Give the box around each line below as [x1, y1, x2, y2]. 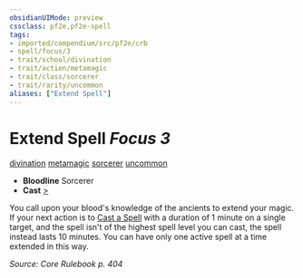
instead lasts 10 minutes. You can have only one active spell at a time [9, 232, 268, 243]
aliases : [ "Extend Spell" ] [9, 89, 112, 98]
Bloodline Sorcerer [22, 176, 94, 187]
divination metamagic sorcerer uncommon [9, 158, 168, 168]
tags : [9, 30, 30, 39]
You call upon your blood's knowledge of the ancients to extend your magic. [9, 203, 295, 214]
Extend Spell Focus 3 [9, 128, 171, 149]
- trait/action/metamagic [9, 64, 107, 73]
